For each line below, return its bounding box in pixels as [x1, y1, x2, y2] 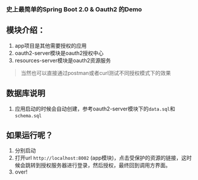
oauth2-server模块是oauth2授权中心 [14, 49, 104, 57]
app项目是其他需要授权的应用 [14, 42, 87, 49]
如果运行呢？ [6, 130, 53, 140]
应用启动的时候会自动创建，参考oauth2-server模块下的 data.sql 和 [14, 105, 175, 112]
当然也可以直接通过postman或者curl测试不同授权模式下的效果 [20, 69, 171, 76]
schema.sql [14, 113, 42, 119]
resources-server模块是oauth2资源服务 [14, 57, 111, 64]
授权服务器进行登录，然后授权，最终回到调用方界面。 [40, 162, 171, 169]
